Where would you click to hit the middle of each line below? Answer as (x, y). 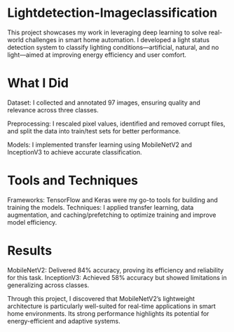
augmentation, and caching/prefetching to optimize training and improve (112, 215)
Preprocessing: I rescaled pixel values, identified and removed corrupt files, (116, 124)
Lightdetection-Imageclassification (112, 13)
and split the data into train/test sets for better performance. (94, 131)
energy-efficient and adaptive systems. (64, 321)
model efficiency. (32, 222)
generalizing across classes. (48, 285)
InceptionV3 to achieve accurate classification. (75, 152)
